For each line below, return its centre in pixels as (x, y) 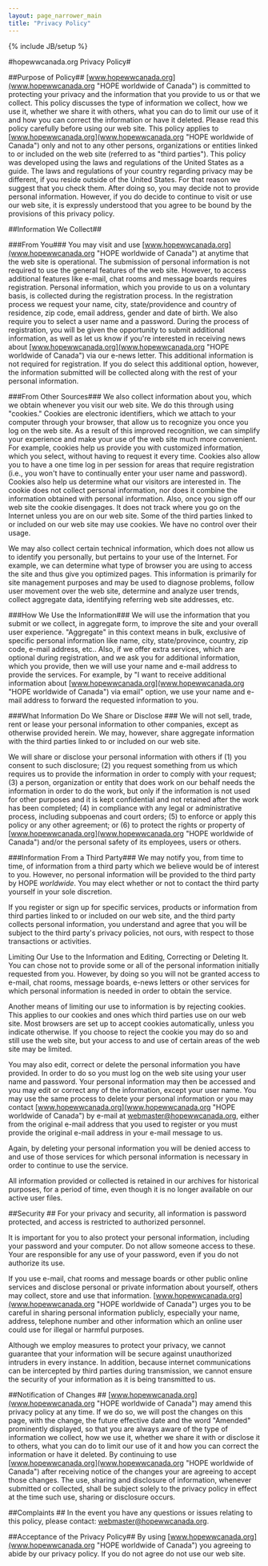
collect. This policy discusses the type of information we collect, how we (128, 103)
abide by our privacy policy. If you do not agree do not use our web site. (127, 1553)
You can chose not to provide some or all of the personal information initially (134, 965)
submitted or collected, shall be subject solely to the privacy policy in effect (133, 1488)
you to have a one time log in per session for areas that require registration (131, 464)
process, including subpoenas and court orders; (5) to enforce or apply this (132, 816)
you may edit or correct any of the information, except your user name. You (132, 1090)
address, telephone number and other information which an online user (126, 1321)
